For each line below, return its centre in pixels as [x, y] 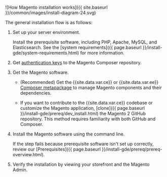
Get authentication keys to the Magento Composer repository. [77, 62]
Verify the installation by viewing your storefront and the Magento [81, 164]
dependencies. [36, 93]
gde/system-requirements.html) [46, 53]
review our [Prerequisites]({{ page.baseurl [57, 149]
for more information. [102, 53]
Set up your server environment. [46, 32]
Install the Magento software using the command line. [69, 134]
